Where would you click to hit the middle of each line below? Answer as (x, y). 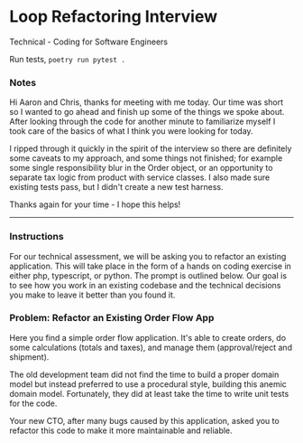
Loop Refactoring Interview (114, 17)
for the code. (33, 403)
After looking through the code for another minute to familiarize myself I (142, 122)
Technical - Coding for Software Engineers (89, 42)
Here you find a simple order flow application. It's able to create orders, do (148, 337)
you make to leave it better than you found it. (92, 295)
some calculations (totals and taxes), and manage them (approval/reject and (151, 347)
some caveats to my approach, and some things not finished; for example (146, 158)
